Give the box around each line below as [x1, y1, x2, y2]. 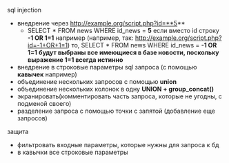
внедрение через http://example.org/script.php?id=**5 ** [17, 19, 186, 27]
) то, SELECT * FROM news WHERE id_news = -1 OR [67, 41, 217, 49]
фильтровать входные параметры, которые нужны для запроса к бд [17, 141, 219, 149]
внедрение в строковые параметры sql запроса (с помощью [17, 63, 197, 71]
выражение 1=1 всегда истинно [27, 56, 123, 64]
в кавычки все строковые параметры [17, 148, 129, 156]
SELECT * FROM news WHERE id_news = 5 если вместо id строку [27, 27, 219, 34]
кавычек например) [17, 70, 77, 78]
